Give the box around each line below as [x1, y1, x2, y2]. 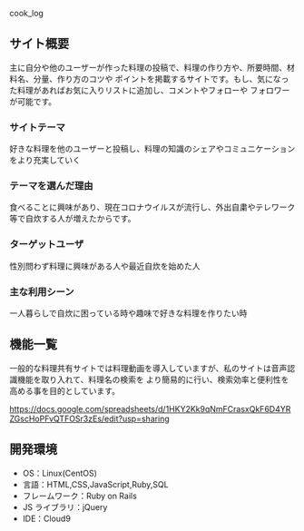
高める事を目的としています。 [9, 385, 121, 396]
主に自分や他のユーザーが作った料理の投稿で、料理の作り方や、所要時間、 [9, 62, 288, 73]
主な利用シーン [9, 285, 74, 298]
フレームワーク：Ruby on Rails [22, 490, 138, 501]
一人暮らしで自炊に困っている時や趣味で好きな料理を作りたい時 [9, 308, 248, 319]
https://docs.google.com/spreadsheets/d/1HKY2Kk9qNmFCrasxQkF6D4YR [9, 403, 291, 414]
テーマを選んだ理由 [9, 180, 93, 192]
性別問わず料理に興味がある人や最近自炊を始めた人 [9, 261, 201, 271]
